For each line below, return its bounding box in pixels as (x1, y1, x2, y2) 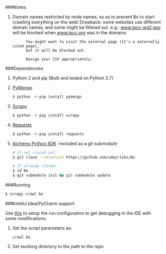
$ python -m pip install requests (12, 131, 84, 136)
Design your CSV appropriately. (25, 57, 93, 62)
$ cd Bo (12, 169, 28, 173)
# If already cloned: (12, 164, 57, 169)
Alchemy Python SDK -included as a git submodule (12, 140, 117, 146)
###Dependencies (5, 66, 43, 71)
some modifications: (5, 215, 47, 221)
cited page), (12, 44, 40, 49)
